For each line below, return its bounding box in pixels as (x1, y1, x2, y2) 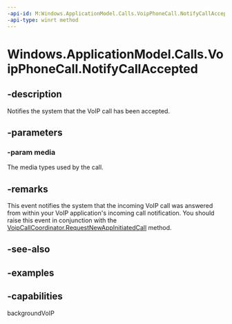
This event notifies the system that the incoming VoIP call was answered (7, 202, 213, 209)
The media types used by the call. (7, 163, 104, 171)
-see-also (7, 243, 50, 256)
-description (7, 88, 62, 100)
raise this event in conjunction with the (7, 216, 117, 225)
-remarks (7, 183, 48, 195)
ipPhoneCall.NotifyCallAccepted (7, 61, 198, 77)
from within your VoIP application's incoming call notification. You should (7, 209, 215, 217)
